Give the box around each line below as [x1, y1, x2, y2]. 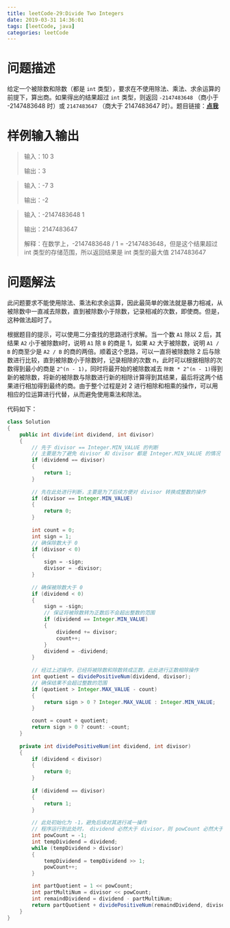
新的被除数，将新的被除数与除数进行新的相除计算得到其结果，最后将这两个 [7, 373, 217, 381]
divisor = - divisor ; [43, 565, 103, 572]
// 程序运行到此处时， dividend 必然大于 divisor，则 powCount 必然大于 [31, 826, 224, 833]
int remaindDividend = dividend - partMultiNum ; [31, 895, 173, 902]
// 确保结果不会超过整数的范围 [31, 679, 107, 686]
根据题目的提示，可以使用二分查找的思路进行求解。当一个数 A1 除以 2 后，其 [7, 330, 222, 339]
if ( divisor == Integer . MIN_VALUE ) [31, 494, 133, 502]
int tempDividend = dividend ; [31, 838, 118, 845]
